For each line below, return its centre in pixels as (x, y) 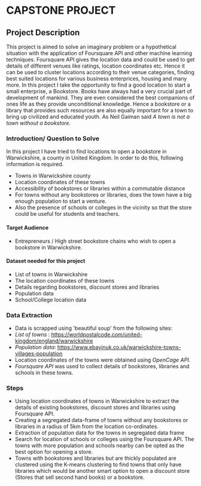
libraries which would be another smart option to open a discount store (102, 471)
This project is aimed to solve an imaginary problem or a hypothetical (91, 47)
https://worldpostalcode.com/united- (97, 334)
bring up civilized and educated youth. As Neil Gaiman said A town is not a (98, 117)
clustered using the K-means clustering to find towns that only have (98, 464)
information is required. (35, 164)
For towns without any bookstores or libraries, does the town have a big (103, 195)
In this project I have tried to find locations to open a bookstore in (86, 152)
